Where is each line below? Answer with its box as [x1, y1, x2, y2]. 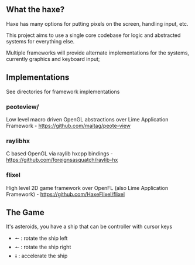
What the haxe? [6, 5, 65, 15]
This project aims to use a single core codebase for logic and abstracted [6, 32, 181, 39]
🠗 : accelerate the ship [14, 252, 68, 260]
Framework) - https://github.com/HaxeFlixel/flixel [6, 191, 125, 198]
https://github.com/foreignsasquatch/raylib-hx [6, 157, 118, 164]
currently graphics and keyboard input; [6, 55, 101, 62]
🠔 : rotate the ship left [14, 235, 68, 242]
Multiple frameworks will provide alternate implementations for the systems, [6, 49, 189, 56]
